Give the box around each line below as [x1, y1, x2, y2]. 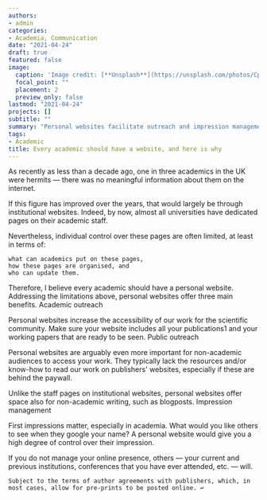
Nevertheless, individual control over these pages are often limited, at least [8, 232, 253, 241]
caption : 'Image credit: [15, 71, 98, 79]
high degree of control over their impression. [8, 438, 155, 447]
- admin [8, 19, 34, 27]
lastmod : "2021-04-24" [8, 100, 83, 108]
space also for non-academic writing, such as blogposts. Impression [8, 397, 233, 407]
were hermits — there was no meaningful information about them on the [8, 175, 245, 185]
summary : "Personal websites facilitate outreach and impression [8, 123, 229, 131]
